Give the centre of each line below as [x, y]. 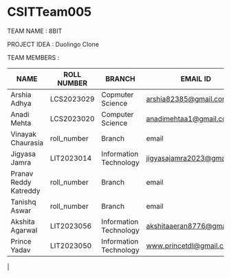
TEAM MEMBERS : [33, 57]
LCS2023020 [72, 119]
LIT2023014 [71, 158]
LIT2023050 [71, 246]
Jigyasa [23, 154]
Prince [21, 241]
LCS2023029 [72, 99]
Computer [118, 114]
